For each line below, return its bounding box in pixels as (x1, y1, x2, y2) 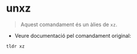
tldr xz (6, 43, 25, 49)
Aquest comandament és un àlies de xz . (20, 21, 118, 28)
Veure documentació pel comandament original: (14, 32, 131, 39)
